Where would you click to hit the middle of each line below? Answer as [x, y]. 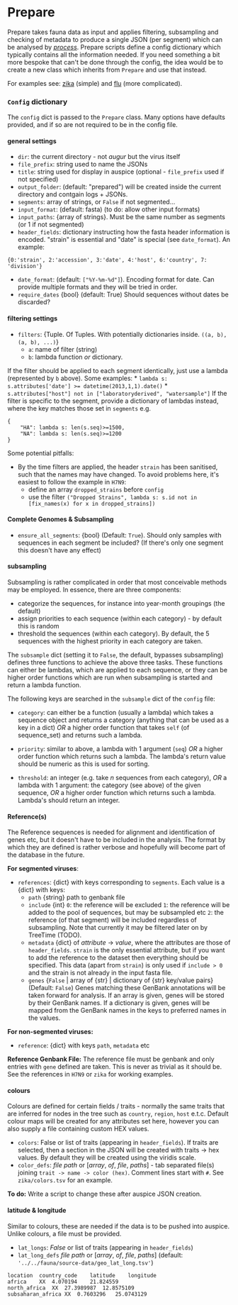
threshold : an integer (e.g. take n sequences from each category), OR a [122, 778]
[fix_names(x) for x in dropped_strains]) [92, 504]
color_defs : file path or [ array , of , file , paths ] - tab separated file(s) [116, 1165]
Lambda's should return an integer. [69, 800]
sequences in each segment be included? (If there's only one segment [120, 543]
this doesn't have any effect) [59, 550]
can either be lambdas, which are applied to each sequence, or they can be [118, 670]
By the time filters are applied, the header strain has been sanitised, [118, 467]
